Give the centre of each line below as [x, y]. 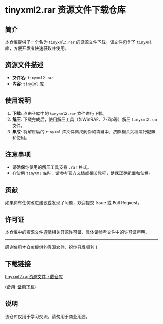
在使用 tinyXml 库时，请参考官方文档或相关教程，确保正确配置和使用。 [82, 173]
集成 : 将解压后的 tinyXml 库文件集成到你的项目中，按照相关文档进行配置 [84, 132]
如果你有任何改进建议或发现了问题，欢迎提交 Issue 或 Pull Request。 [73, 203]
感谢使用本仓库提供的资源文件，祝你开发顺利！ [52, 247]
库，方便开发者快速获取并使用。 [37, 48]
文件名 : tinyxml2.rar [33, 77]
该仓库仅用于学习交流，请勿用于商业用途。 [48, 316]
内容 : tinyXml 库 [28, 84]
